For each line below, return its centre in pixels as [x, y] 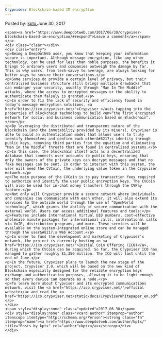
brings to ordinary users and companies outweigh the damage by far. [77, 66]
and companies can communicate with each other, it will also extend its [81, 198]
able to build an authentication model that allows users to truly [75, 134]
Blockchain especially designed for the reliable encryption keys [73, 270]
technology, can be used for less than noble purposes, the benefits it [80, 62]
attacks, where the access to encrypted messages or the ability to [76, 92]
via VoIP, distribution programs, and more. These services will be [76, 224]
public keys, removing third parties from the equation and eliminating [80, 143]
